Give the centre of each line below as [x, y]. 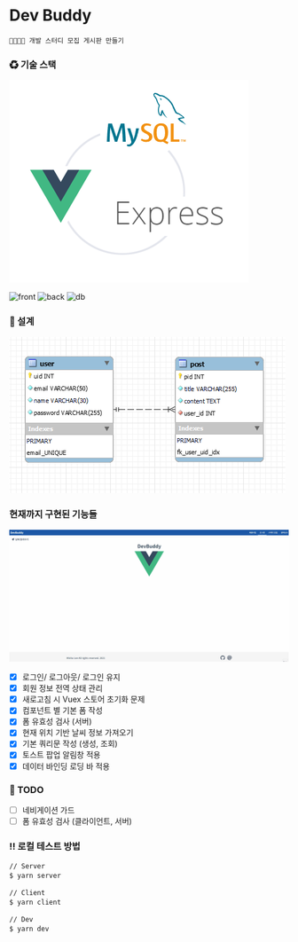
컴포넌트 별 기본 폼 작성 [63, 710]
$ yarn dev [29, 929]
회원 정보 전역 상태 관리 [63, 688]
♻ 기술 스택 [33, 65]
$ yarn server [35, 876]
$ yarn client [35, 902]
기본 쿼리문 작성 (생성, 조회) [70, 744]
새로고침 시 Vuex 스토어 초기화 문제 [83, 699]
